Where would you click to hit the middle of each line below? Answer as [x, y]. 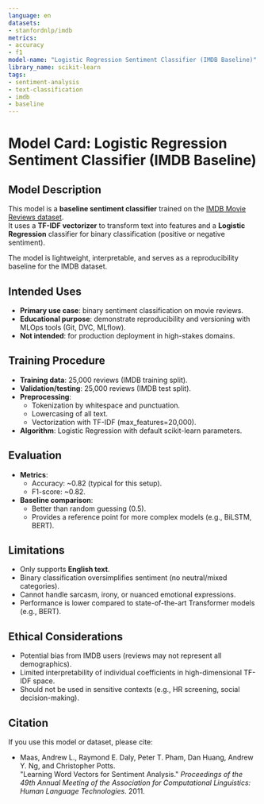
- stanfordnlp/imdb [40, 30]
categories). [39, 586]
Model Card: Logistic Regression [118, 143]
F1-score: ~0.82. [58, 491]
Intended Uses [45, 291]
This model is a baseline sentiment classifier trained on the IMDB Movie [127, 209]
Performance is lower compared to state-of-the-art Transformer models [137, 603]
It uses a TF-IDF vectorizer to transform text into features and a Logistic [127, 226]
